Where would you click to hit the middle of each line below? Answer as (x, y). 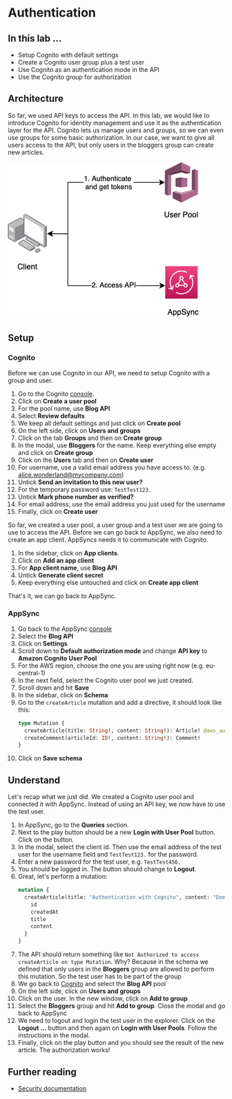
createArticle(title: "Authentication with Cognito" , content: (117, 897)
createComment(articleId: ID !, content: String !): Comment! (113, 738)
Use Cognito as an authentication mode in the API (88, 70)
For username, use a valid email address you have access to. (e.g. (112, 467)
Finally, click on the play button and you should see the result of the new (121, 1043)
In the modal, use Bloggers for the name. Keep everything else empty (117, 445)
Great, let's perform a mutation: (62, 877)
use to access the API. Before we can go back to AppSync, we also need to (115, 532)
